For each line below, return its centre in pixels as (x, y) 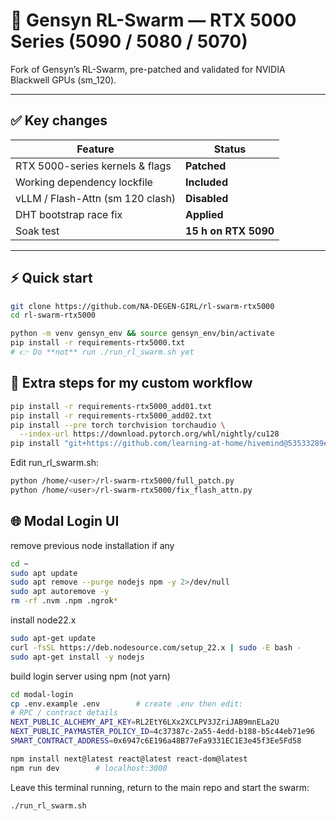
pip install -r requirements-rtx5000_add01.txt (111, 406)
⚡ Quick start (51, 278)
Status (230, 149)
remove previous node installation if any (92, 545)
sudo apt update (44, 573)
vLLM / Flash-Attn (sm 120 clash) (96, 198)
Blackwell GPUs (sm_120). (63, 80)
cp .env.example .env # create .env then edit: (127, 704)
